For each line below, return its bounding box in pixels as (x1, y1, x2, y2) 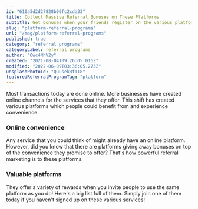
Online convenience (6, 124, 65, 132)
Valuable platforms (6, 170, 62, 178)
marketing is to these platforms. (6, 156, 84, 163)
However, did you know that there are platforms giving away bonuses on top (6, 143, 192, 150)
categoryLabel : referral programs (6, 47, 91, 53)
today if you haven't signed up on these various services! (6, 196, 146, 203)
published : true (6, 36, 46, 42)
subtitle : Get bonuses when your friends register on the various (6, 19, 173, 25)
